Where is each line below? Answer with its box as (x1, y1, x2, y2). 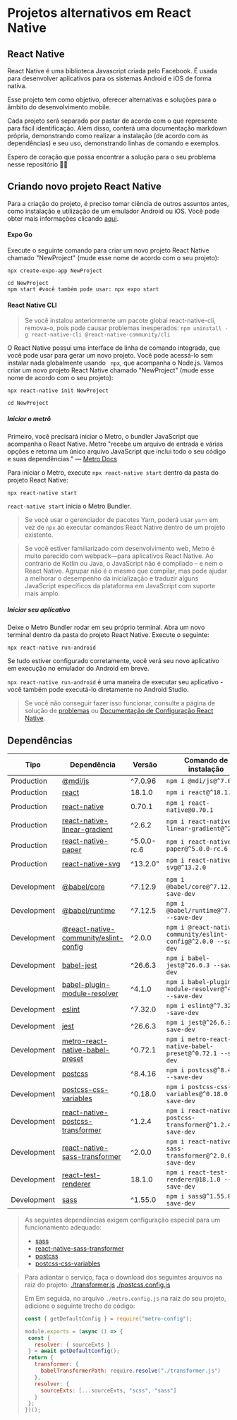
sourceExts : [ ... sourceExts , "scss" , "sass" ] (40, 1387, 177, 1394)
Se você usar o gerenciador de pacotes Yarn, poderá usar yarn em (24, 516, 219, 524)
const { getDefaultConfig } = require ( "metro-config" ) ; (24, 1315, 193, 1322)
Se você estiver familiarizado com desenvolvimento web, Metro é (24, 545, 215, 553)
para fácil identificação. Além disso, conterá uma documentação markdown (7, 124, 227, 132)
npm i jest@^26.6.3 (166, 1018, 231, 1026)
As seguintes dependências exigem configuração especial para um (24, 1215, 221, 1224)
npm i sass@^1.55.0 (166, 1192, 231, 1200)
